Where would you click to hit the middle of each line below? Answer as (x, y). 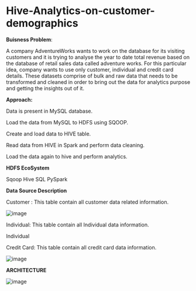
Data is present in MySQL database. (49, 111)
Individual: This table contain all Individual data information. (78, 225)
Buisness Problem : (29, 39)
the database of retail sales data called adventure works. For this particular (96, 63)
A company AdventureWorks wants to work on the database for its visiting (96, 50)
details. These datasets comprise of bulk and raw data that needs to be (92, 76)
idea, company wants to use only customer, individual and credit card (90, 69)
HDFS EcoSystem (28, 168)
